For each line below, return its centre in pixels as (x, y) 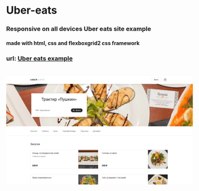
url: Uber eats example (39, 58)
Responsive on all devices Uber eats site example (79, 29)
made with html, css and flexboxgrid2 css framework (73, 43)
